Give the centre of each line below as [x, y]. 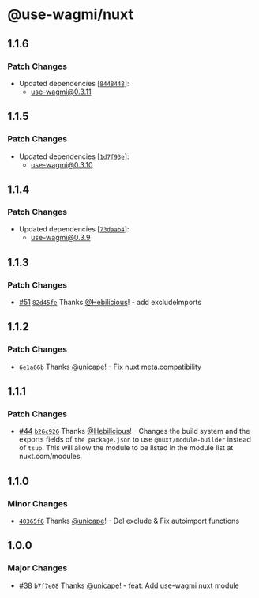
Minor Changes [38, 503]
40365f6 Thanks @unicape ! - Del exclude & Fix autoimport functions [129, 521]
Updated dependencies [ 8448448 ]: [74, 83]
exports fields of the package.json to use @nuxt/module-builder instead [135, 439]
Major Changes [38, 568]
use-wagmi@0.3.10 [62, 164]
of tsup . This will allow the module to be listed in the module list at [126, 448]
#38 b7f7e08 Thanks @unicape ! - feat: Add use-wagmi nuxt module [129, 585]
